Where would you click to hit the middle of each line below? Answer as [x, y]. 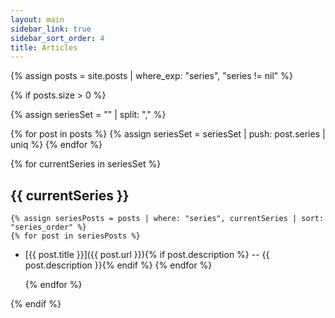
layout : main [37, 19]
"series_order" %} [48, 227]
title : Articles [44, 47]
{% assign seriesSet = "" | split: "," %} [88, 115]
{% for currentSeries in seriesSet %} [86, 164]
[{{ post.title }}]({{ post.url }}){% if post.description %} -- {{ [147, 255]
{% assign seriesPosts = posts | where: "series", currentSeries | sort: [167, 219]
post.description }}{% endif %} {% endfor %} [118, 265]
